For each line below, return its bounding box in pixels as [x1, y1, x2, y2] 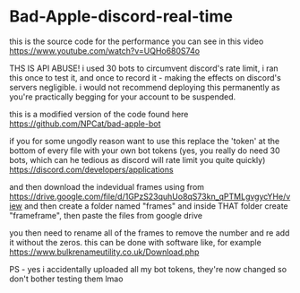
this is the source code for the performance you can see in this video [9, 36, 264, 47]
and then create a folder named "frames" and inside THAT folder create [23, 200, 288, 211]
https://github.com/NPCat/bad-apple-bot [9, 118, 161, 129]
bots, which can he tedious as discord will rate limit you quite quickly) [9, 154, 266, 165]
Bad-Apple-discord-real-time [9, 6, 233, 27]
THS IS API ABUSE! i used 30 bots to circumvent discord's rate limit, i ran [9, 63, 279, 73]
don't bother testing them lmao [9, 273, 124, 284]
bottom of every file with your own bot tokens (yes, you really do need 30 [9, 145, 280, 156]
